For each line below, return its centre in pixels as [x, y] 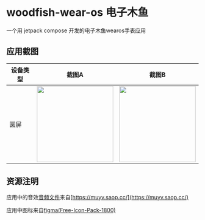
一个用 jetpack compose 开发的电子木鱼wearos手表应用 [76, 30]
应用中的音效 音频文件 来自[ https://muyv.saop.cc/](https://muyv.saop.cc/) [98, 197]
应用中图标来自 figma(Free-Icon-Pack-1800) [61, 210]
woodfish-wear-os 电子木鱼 [77, 12]
